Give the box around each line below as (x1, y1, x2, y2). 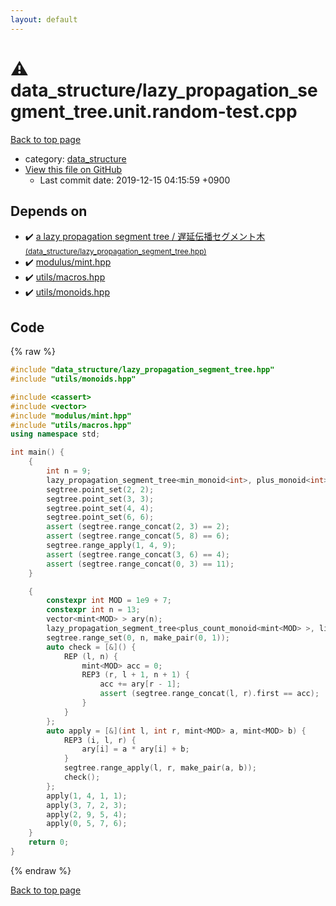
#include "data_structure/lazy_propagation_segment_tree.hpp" (10, 365, 275, 375)
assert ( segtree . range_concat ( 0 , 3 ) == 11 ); (46, 559, 235, 569)
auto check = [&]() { (46, 642, 137, 652)
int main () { (10, 447, 65, 458)
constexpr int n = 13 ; (46, 605, 141, 615)
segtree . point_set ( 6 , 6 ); (46, 512, 155, 523)
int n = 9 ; (46, 466, 92, 476)
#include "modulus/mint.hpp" (10, 411, 132, 421)
